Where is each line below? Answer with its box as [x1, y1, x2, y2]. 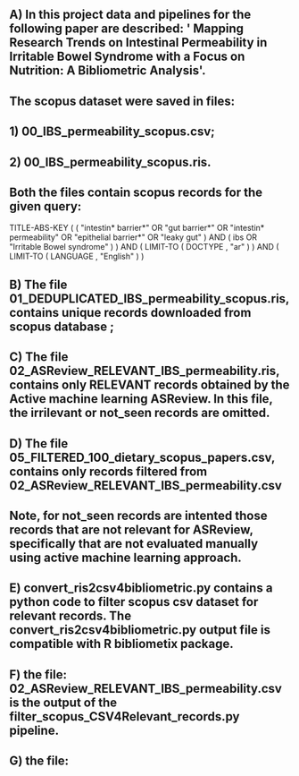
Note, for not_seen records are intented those [9, 507, 268, 523]
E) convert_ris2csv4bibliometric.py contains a [9, 581, 273, 596]
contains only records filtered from [9, 464, 208, 479]
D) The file [9, 436, 69, 451]
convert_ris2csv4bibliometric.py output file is [9, 622, 270, 638]
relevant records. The [9, 609, 132, 624]
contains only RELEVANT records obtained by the [9, 378, 290, 393]
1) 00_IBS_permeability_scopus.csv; [9, 124, 216, 140]
